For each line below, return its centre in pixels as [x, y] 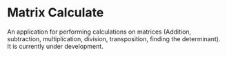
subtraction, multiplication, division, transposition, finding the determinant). [114, 38]
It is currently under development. [55, 46]
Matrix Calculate [56, 13]
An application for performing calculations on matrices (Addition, [99, 32]
